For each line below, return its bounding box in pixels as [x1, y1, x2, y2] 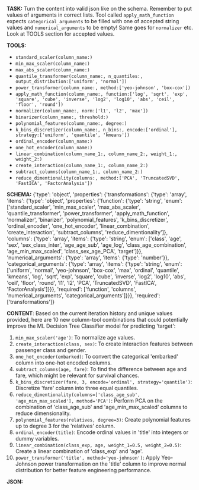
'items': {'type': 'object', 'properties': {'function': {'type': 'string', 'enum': [7, 197, 183, 204]
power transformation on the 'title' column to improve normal [38, 460, 187, 467]
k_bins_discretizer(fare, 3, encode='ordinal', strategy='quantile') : [15, 378, 192, 385]
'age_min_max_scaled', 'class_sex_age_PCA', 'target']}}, [7, 248, 143, 255]
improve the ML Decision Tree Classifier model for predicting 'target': [7, 322, 176, 329]
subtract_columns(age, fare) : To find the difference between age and [15, 366, 187, 372]
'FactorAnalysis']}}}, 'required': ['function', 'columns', [7, 285, 137, 293]
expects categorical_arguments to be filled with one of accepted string [7, 18, 179, 24]
